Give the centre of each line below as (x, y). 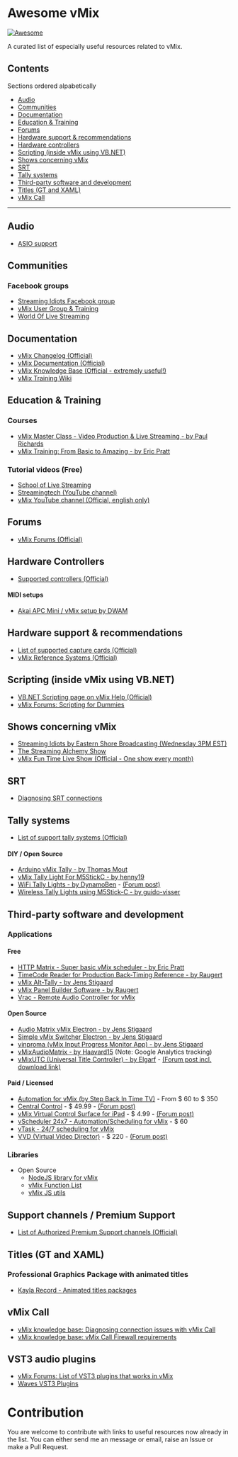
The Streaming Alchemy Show (62, 751)
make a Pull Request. (38, 1447)
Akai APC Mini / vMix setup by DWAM (73, 610)
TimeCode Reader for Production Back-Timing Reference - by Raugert (120, 974)
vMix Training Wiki (45, 378)
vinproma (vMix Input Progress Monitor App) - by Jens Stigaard (110, 1044)
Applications (30, 935)
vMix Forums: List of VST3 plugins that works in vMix (95, 1376)
